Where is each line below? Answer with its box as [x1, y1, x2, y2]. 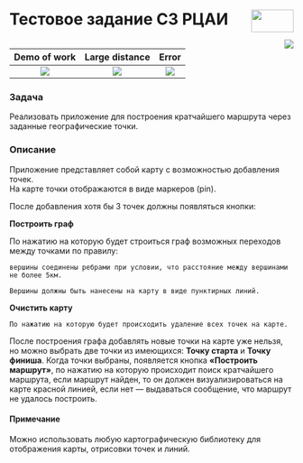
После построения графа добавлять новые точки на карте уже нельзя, [9, 335, 284, 347]
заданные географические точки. [9, 121, 139, 132]
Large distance [84, 51, 151, 63]
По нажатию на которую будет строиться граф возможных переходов [9, 236, 281, 246]
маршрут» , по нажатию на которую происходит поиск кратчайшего [9, 364, 274, 375]
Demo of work [14, 51, 77, 63]
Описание [9, 144, 57, 156]
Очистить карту [9, 302, 73, 313]
